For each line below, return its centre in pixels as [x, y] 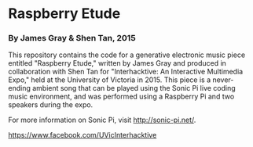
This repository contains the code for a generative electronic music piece [127, 55]
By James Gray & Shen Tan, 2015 [72, 38]
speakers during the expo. [51, 105]
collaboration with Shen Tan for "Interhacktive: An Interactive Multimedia [126, 72]
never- [223, 80]
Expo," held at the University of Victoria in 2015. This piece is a [109, 80]
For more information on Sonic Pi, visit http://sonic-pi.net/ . [102, 120]
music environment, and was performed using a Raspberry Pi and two [121, 97]
